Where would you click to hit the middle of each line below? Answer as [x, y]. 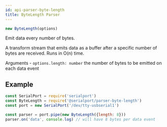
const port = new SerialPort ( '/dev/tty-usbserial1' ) [62, 105]
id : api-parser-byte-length [35, 10]
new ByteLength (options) [31, 28]
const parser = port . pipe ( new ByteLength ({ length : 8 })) [65, 114]
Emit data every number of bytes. [40, 38]
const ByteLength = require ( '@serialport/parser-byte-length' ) [74, 101]
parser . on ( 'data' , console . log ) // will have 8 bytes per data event [80, 119]
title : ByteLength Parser [32, 15]
